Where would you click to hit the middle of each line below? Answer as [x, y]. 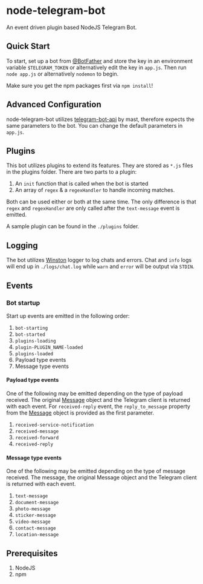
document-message [37, 503]
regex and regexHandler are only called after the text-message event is [93, 208]
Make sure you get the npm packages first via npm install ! [80, 85]
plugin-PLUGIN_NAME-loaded [49, 347]
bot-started [30, 334]
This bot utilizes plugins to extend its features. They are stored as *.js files [100, 166]
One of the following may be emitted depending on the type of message [96, 471]
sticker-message [35, 516]
